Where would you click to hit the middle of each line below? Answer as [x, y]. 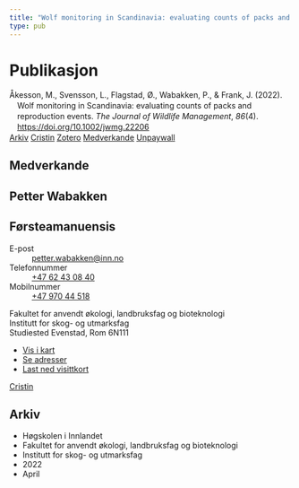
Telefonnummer [38, 267]
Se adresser [44, 359]
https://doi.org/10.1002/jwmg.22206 [83, 127]
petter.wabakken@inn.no [77, 257]
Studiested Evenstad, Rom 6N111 [69, 332]
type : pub [28, 26]
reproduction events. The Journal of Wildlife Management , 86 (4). [138, 117]
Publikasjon [54, 70]
